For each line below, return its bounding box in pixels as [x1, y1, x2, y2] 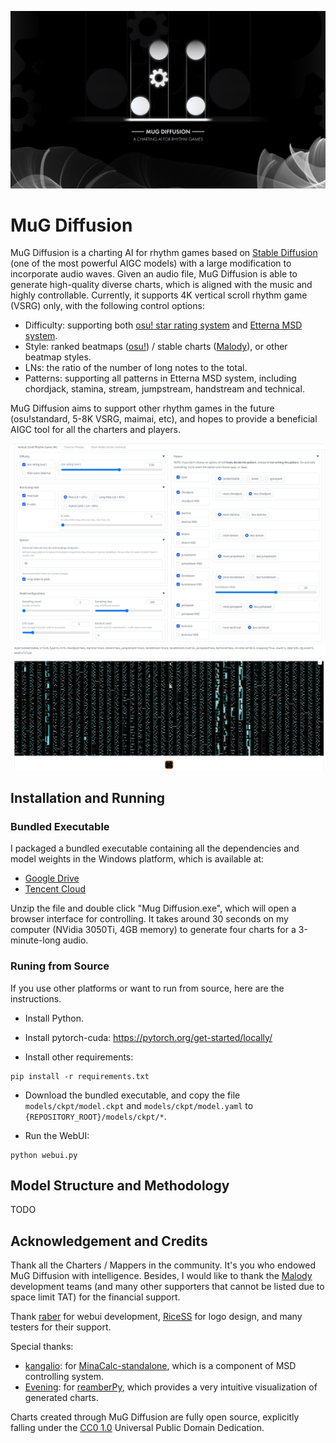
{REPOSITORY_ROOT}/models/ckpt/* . [24, 1110, 167, 1122]
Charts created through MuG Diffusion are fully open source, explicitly [10, 1411, 300, 1423]
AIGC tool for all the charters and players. [10, 424, 182, 436]
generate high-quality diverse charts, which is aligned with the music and [10, 279, 313, 291]
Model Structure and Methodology [10, 1177, 230, 1195]
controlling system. [24, 1371, 104, 1383]
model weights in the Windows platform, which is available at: [10, 853, 265, 865]
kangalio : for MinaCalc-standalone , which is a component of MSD [24, 1360, 297, 1372]
